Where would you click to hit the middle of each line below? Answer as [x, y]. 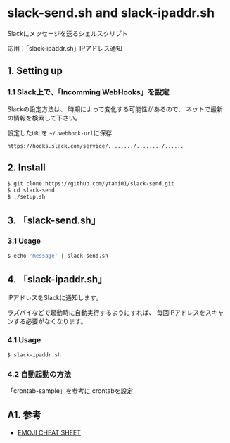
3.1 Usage [24, 241]
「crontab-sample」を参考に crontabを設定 [70, 391]
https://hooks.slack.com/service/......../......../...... [96, 146]
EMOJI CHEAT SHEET [49, 432]
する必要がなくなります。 [50, 321]
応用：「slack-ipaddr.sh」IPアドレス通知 [65, 48]
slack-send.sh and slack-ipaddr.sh [111, 13]
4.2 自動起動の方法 [39, 374]
